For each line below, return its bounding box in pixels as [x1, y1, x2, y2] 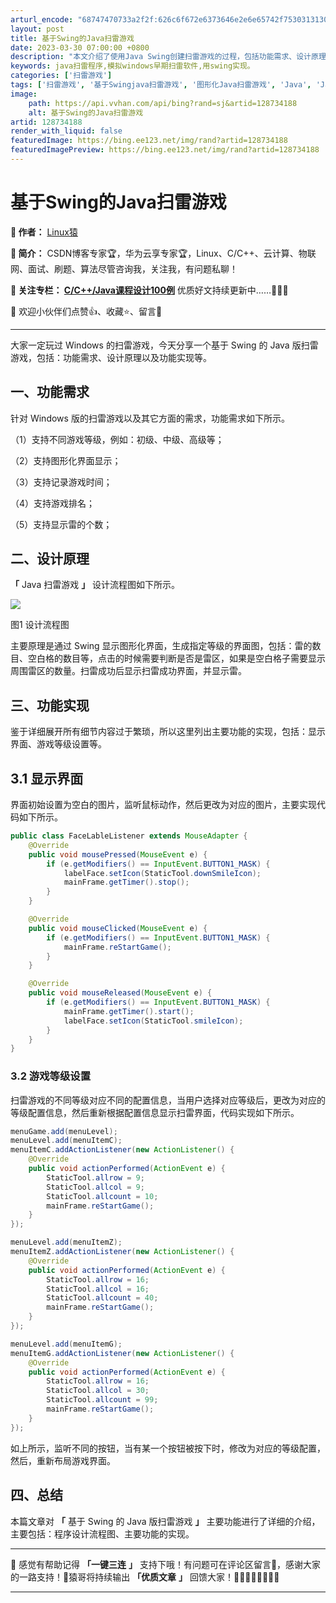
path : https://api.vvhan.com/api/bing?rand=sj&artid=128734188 [28, 98, 298, 108]
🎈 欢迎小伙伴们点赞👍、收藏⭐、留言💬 [10, 305, 163, 317]
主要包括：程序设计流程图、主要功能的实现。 [10, 1527, 195, 1540]
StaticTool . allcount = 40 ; [46, 1293, 159, 1303]
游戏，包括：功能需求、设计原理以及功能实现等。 [10, 351, 212, 363]
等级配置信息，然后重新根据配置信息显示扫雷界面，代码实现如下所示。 [10, 1106, 300, 1118]
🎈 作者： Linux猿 [10, 226, 78, 238]
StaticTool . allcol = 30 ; [46, 1386, 150, 1396]
